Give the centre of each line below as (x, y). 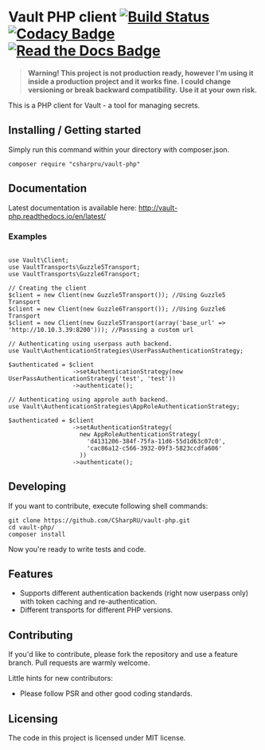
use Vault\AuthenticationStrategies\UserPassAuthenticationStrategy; (126, 350)
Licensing (33, 719)
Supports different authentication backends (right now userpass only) (134, 593)
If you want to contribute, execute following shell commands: (108, 506)
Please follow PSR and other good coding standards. (106, 693)
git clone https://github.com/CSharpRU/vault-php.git (99, 520)
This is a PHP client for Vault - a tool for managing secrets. (104, 105)
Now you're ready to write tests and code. (77, 549)
